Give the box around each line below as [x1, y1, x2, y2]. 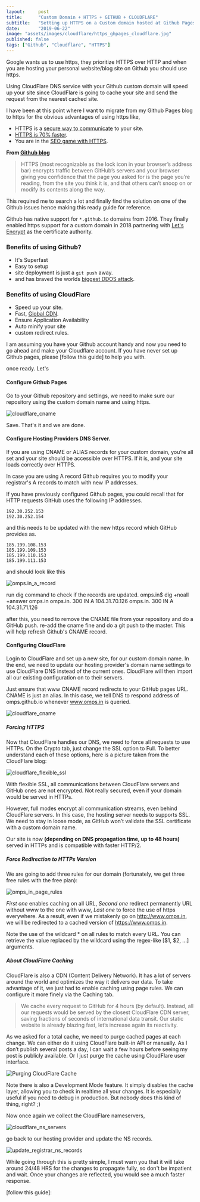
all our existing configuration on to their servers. [6, 674, 124, 681]
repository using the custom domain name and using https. [6, 398, 151, 406]
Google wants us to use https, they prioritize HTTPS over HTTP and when [6, 58, 187, 66]
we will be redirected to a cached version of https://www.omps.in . [6, 919, 168, 926]
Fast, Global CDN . [14, 310, 59, 317]
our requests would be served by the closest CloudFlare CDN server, [20, 1009, 190, 1016]
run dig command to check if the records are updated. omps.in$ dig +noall [6, 591, 189, 598]
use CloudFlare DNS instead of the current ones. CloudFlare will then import [6, 668, 193, 675]
